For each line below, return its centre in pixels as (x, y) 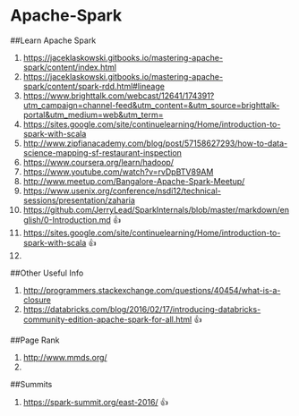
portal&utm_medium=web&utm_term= (93, 115)
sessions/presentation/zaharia (79, 200)
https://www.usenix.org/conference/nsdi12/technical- (122, 191)
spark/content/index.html (70, 67)
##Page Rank (35, 340)
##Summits (31, 384)
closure (37, 300)
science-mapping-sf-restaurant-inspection (103, 152)
